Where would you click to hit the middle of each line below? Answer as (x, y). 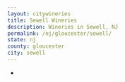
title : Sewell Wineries (42, 20)
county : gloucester (36, 46)
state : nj (22, 40)
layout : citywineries (39, 14)
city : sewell (26, 53)
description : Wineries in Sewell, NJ (63, 27)
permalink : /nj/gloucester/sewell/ (60, 33)
